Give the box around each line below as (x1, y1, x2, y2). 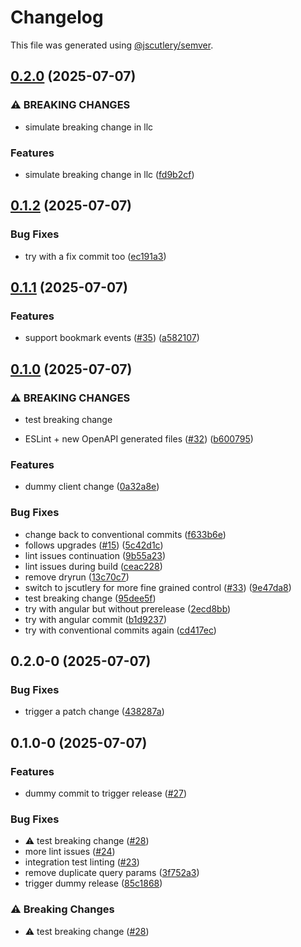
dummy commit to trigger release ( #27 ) (24, 787, 188, 799)
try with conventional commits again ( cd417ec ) (24, 624, 217, 636)
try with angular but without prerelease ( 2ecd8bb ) (24, 602, 232, 615)
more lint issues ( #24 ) (24, 846, 116, 858)
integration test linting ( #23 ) (24, 856, 140, 868)
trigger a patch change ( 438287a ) (24, 706, 165, 718)
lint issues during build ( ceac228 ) (24, 560, 163, 572)
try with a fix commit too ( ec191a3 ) (24, 250, 167, 262)
